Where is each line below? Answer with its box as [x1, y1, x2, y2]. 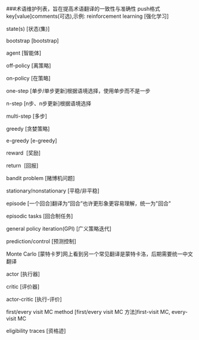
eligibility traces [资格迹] [6, 328, 66, 334]
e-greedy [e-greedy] [6, 137, 58, 144]
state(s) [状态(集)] [6, 26, 50, 32]
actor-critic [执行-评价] [6, 296, 63, 303]
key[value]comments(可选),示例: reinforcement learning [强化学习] [6, 12, 169, 20]
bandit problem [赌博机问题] [6, 175, 75, 181]
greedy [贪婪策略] [6, 125, 50, 132]
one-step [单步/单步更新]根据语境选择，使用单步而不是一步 [6, 87, 151, 94]
